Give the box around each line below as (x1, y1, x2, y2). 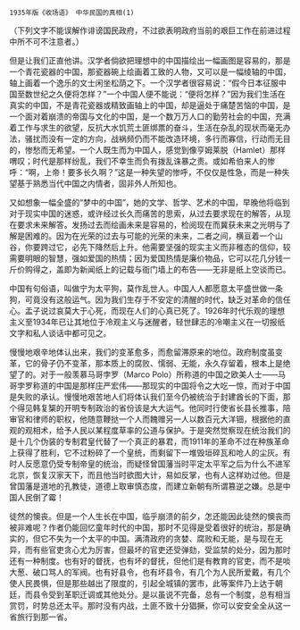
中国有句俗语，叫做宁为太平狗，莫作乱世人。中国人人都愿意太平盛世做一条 (9, 283, 283, 293)
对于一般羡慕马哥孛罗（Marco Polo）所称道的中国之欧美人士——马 (39, 369, 286, 380)
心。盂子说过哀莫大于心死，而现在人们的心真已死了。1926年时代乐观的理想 (9, 306, 286, 315)
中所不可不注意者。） (9, 37, 84, 46)
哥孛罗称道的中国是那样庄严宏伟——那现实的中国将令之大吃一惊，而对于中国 (9, 381, 291, 391)
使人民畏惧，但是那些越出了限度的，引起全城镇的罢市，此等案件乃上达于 (9, 578, 275, 588)
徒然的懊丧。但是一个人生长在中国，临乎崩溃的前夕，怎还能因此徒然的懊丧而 (9, 511, 291, 521)
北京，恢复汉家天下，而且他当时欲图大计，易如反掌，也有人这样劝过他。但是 (9, 470, 291, 480)
